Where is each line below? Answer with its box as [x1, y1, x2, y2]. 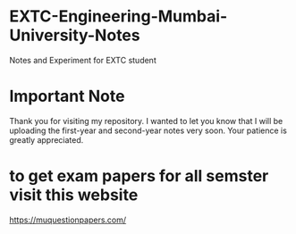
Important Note [9, 87, 125, 106]
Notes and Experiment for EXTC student [9, 54, 156, 65]
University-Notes [9, 25, 140, 46]
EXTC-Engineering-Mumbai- [9, 6, 228, 27]
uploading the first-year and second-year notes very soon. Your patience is [9, 125, 288, 136]
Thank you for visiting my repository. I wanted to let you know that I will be [9, 115, 283, 126]
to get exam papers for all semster [9, 166, 269, 187]
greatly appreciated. [9, 134, 84, 145]
